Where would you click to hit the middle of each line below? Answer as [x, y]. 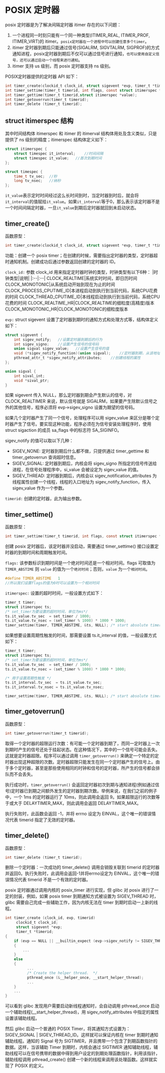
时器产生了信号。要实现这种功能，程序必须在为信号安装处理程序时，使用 [78, 424]
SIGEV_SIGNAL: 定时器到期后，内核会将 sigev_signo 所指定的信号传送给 [84, 463]
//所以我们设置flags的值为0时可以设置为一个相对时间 [52, 583]
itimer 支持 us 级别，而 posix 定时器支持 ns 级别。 [63, 66]
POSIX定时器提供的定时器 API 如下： [42, 76]
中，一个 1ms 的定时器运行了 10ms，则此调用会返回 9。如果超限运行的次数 [80, 797]
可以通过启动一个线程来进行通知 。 [53, 60]
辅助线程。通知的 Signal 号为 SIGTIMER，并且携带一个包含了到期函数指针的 [81, 1041]
